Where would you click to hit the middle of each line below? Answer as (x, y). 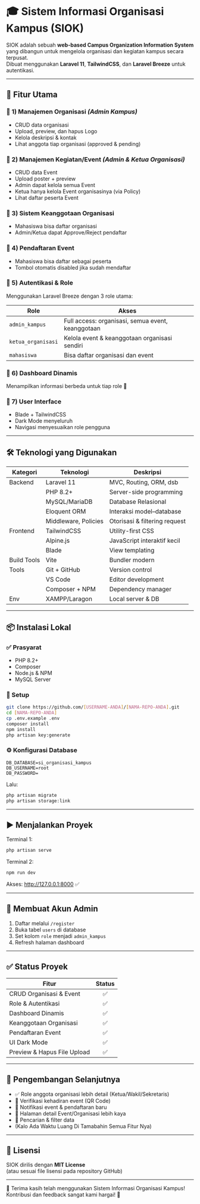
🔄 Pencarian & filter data (44, 1120)
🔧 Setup (18, 695)
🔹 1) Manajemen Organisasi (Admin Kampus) (72, 112)
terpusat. (17, 57)
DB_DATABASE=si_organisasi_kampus (49, 763)
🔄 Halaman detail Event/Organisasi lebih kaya (70, 1113)
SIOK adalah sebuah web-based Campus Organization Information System (100, 45)
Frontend (22, 531)
